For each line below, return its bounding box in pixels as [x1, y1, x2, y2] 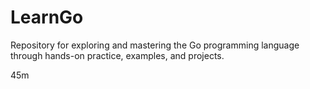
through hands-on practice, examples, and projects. [10, 49, 225, 61]
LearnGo [10, 6, 84, 29]
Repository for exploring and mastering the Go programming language [10, 39, 300, 51]
